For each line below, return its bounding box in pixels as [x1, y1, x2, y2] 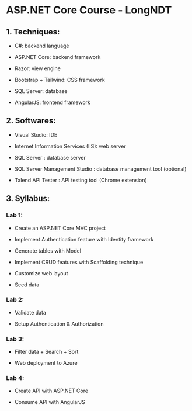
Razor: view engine [14, 65, 61, 72]
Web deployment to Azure [14, 360, 78, 367]
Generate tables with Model [14, 247, 82, 254]
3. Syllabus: [6, 194, 50, 203]
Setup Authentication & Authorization [14, 320, 104, 327]
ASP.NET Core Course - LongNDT [6, 4, 172, 17]
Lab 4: [6, 374, 25, 382]
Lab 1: [6, 211, 23, 219]
